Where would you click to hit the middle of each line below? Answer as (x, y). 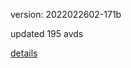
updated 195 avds (47, 33)
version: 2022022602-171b (66, 14)
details (24, 53)
